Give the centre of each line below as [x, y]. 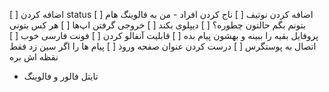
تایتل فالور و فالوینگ [61, 76]
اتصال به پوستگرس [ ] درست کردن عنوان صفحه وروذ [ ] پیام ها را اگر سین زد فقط [163, 46]
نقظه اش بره [34, 57]
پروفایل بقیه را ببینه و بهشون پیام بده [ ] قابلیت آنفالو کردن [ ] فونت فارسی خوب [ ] [164, 35]
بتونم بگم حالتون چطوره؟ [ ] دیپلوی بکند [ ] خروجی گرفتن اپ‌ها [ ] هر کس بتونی [157, 25]
